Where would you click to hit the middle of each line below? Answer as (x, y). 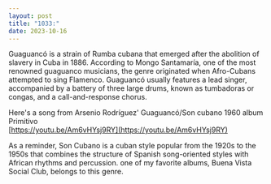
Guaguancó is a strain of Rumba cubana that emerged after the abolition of (134, 54)
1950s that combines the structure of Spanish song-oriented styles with (129, 154)
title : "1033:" (34, 24)
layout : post (31, 16)
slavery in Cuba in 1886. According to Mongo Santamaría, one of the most (132, 62)
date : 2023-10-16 (38, 31)
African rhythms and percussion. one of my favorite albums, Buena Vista (130, 163)
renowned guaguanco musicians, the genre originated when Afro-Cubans (132, 71)
